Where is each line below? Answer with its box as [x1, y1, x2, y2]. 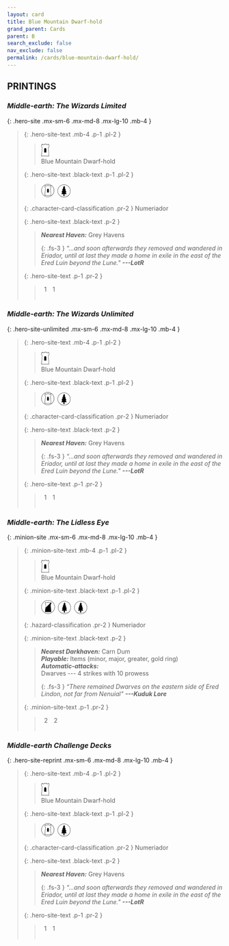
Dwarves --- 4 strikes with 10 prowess [40, 669, 149, 677]
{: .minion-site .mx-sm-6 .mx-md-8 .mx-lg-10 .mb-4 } [7, 533, 158, 541]
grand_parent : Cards [7, 25, 66, 32]
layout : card [7, 11, 44, 18]
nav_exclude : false [7, 47, 63, 54]
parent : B [7, 33, 36, 40]
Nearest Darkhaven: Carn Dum [40, 647, 131, 656]
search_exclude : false [7, 40, 72, 47]
